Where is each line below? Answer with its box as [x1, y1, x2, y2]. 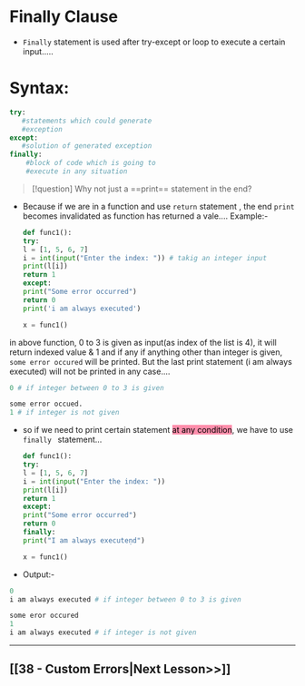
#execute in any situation [25, 167, 128, 176]
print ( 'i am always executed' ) [22, 304, 142, 313]
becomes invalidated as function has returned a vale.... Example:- [22, 211, 269, 221]
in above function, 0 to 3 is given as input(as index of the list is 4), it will [9, 337, 277, 348]
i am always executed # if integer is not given [9, 628, 197, 637]
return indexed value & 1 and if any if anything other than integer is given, [9, 347, 283, 358]
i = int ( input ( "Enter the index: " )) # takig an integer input [22, 253, 268, 262]
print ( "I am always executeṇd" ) [22, 535, 145, 545]
